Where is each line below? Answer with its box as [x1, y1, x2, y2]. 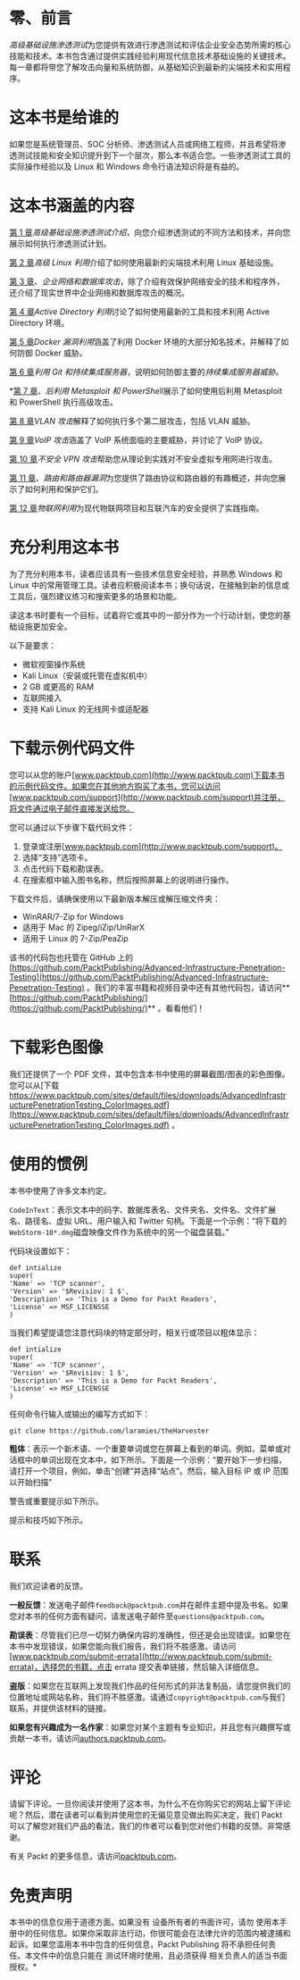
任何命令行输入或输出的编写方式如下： [9, 1408, 150, 1419]
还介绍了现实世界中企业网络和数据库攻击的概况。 [9, 287, 189, 297]
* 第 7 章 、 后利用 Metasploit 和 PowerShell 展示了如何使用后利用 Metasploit [9, 385, 283, 396]
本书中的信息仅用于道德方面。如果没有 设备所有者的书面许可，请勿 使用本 [9, 1917, 279, 1927]
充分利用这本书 [9, 538, 120, 557]
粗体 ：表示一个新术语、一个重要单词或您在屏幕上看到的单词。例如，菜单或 [9, 1443, 283, 1454]
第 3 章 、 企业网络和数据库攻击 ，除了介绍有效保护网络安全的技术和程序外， [9, 276, 285, 287]
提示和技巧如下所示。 [9, 1515, 87, 1525]
